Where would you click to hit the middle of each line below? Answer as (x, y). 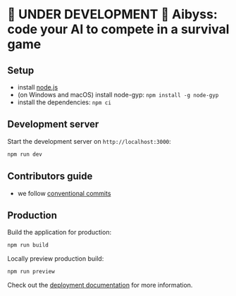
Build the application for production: (59, 233)
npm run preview (31, 272)
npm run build (28, 245)
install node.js (38, 87)
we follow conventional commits (64, 193)
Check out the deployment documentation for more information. (100, 285)
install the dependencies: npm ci (64, 102)
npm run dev (25, 154)
